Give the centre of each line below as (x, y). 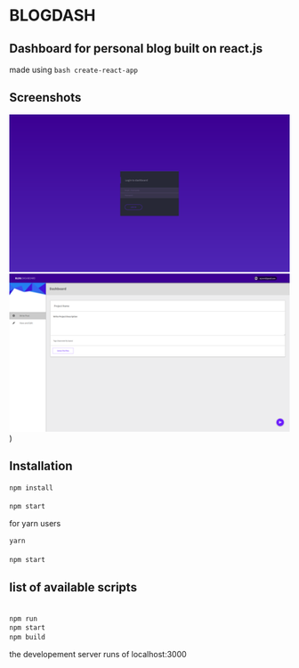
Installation (41, 466)
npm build (28, 638)
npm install (31, 488)
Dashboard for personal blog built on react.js (136, 49)
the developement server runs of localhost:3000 (98, 655)
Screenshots (45, 98)
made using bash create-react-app (73, 69)
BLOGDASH (53, 16)
